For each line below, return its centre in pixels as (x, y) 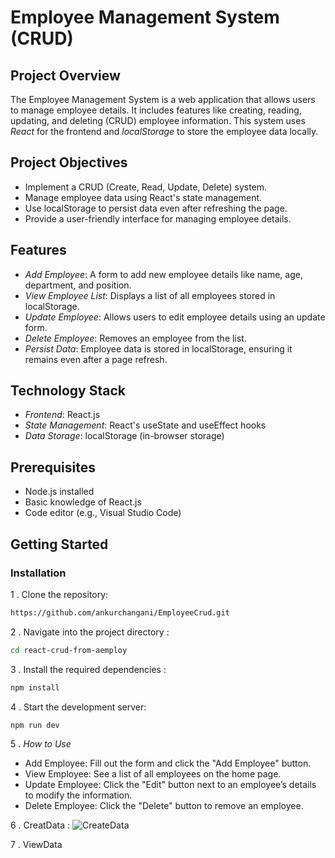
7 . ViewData (36, 845)
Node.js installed (59, 492)
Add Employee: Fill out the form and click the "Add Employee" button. (168, 763)
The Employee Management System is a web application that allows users (163, 99)
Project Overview (65, 75)
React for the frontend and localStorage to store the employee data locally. (164, 131)
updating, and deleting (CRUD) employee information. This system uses (158, 120)
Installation (38, 573)
